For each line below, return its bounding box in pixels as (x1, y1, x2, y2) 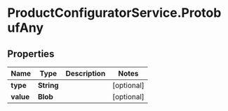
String (37, 81, 59, 90)
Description (65, 69, 106, 78)
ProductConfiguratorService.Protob (7, 5, 222, 21)
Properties (7, 48, 55, 60)
